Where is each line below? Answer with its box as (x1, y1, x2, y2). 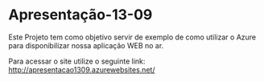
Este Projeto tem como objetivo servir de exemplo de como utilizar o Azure (8, 32, 257, 42)
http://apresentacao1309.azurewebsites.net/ (8, 64, 155, 74)
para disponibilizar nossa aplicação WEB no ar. (8, 40, 164, 50)
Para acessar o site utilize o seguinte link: (8, 56, 146, 66)
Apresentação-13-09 (8, 6, 153, 24)
